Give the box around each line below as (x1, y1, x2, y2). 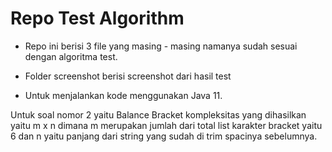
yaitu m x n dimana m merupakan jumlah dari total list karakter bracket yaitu (10, 119, 323, 131)
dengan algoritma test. (24, 50, 118, 62)
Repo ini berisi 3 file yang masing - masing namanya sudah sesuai (24, 40, 298, 52)
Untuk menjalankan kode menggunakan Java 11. (24, 89, 223, 101)
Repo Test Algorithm (10, 7, 185, 30)
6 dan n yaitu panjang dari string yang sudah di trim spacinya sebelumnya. (10, 130, 318, 142)
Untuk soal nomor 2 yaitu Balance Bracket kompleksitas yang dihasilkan (10, 108, 307, 121)
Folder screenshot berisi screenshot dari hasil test (24, 70, 232, 82)
